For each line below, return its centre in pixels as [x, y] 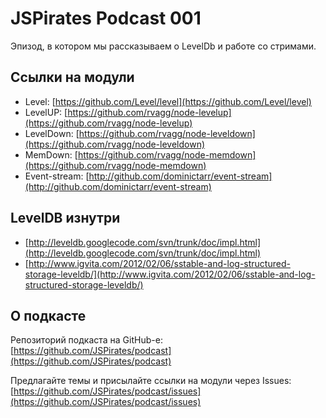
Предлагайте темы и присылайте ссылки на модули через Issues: [151, 381]
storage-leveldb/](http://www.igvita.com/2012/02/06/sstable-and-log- [170, 274]
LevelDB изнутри [65, 218]
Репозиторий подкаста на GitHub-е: [86, 340]
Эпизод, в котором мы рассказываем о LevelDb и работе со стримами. [163, 46]
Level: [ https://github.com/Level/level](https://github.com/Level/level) [168, 101]
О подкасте [48, 315]
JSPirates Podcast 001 [106, 18]
